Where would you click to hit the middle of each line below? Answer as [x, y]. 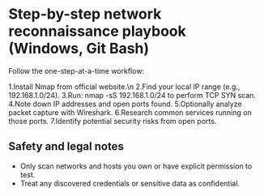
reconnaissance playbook [97, 31]
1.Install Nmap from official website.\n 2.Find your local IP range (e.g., [124, 87]
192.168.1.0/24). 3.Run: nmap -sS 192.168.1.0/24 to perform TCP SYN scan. [132, 95]
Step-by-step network [85, 14]
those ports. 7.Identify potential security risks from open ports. [113, 121]
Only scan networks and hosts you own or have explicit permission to [136, 166]
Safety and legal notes [66, 147]
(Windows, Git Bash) [79, 49]
